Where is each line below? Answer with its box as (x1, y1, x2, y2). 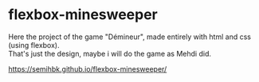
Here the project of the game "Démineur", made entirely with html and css (8, 32, 251, 41)
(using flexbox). (8, 40, 60, 49)
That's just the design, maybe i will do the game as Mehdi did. (8, 49, 211, 58)
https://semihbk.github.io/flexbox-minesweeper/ (8, 64, 167, 73)
